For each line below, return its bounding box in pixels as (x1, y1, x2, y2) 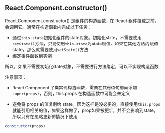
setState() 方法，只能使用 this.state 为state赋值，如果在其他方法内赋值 (12, 41, 159, 46)
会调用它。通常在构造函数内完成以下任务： (5, 24, 92, 30)
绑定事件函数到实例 (12, 53, 52, 59)
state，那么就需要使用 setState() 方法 (12, 46, 88, 52)
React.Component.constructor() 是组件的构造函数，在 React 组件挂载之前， (5, 17, 159, 24)
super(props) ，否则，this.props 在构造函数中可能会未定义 (12, 90, 130, 96)
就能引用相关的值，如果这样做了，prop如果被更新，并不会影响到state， (12, 107, 158, 113)
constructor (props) (5, 123, 46, 128)
